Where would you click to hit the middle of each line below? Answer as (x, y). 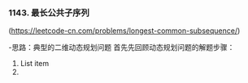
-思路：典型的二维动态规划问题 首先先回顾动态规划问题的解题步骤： (122, 48)
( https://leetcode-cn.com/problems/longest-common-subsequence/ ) (124, 31)
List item (35, 64)
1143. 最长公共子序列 (49, 12)
